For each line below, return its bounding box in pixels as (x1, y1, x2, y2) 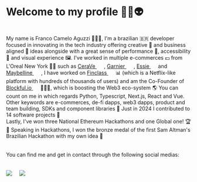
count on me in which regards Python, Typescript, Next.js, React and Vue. (6, 92, 185, 99)
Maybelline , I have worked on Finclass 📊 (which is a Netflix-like (6, 69, 176, 76)
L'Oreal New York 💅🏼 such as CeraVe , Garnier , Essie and (6, 63, 168, 70)
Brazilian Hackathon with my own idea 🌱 (6, 132, 104, 139)
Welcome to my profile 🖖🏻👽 (6, 5, 144, 19)
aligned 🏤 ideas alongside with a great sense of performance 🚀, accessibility (6, 47, 191, 54)
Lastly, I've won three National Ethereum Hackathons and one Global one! (6, 118, 184, 125)
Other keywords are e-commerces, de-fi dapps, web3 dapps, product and (6, 98, 185, 106)
